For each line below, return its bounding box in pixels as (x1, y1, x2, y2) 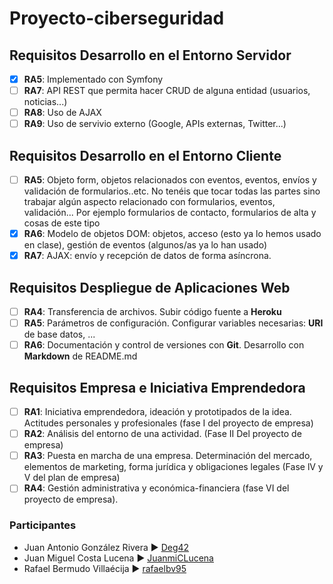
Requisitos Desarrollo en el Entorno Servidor (9, 47, 292, 64)
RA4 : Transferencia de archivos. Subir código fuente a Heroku (23, 306, 282, 318)
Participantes (9, 518, 77, 532)
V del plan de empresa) (23, 472, 121, 484)
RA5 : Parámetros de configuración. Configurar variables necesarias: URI (23, 317, 324, 329)
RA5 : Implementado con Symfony (23, 73, 164, 85)
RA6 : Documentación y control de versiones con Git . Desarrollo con (23, 339, 305, 351)
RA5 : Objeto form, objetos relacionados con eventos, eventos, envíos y (23, 174, 317, 186)
